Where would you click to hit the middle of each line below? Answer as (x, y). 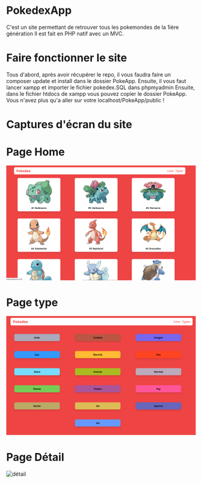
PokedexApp (39, 11)
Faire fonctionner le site (67, 58)
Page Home (35, 152)
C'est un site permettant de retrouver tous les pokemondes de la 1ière (93, 27)
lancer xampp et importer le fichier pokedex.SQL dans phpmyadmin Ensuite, (101, 87)
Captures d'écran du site (69, 125)
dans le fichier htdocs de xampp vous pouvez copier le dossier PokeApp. (97, 93)
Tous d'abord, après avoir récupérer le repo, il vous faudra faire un (89, 74)
